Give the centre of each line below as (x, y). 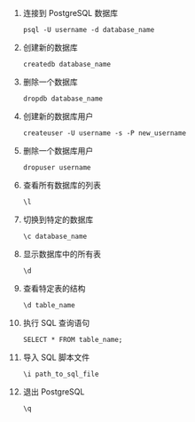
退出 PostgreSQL (54, 392)
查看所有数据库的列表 (62, 185)
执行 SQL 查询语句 (56, 323)
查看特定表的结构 (54, 288)
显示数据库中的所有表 (62, 254)
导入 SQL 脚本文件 (56, 357)
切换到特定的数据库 (58, 219)
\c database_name (55, 236)
